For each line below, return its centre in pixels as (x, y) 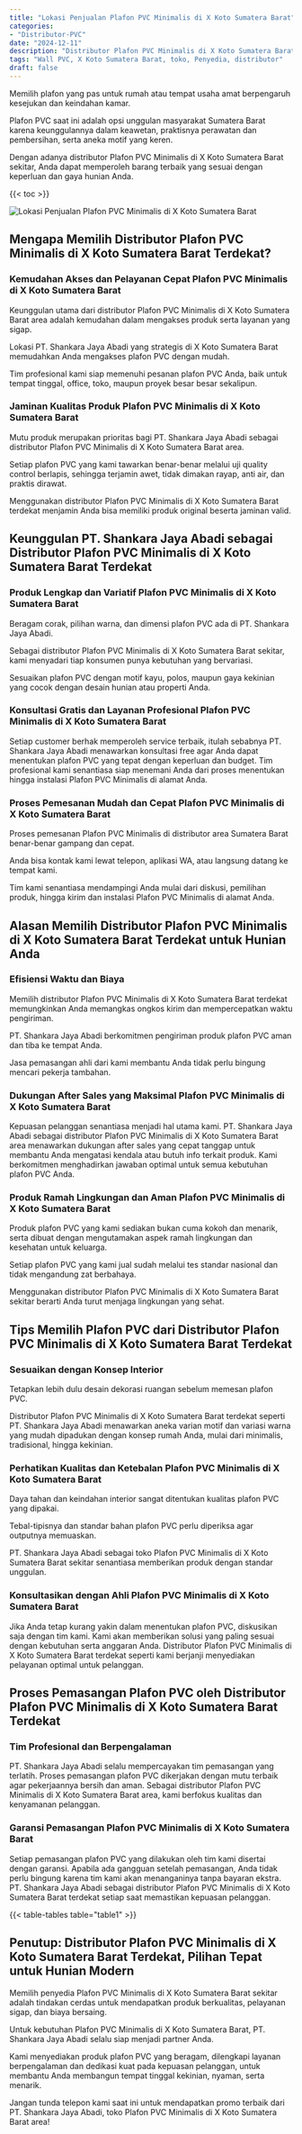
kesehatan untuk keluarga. (58, 1247)
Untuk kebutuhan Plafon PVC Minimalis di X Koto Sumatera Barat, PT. (138, 2029)
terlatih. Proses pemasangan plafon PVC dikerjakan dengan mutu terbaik (144, 1776)
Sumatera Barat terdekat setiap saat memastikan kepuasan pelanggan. (140, 1897)
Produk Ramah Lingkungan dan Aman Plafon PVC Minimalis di (147, 1198)
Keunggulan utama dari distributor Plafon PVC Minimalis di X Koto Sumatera (150, 310)
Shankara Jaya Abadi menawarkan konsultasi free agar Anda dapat (134, 751)
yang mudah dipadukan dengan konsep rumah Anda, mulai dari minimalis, (146, 1435)
